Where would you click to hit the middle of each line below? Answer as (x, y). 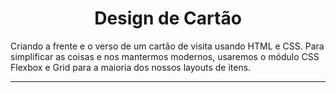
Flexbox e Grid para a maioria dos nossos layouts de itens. (131, 67)
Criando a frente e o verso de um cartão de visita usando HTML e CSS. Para (167, 46)
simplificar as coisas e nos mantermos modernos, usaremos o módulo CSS (165, 56)
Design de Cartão (168, 18)
